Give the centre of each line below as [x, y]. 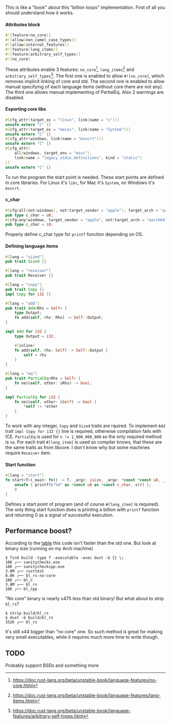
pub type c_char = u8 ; [29, 215]
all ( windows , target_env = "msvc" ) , [53, 153]
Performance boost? [39, 531]
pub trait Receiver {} [29, 276]
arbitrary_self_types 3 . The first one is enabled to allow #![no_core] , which [85, 75]
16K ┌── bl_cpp [21, 589]
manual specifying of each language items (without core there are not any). [84, 87]
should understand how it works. [40, 13]
